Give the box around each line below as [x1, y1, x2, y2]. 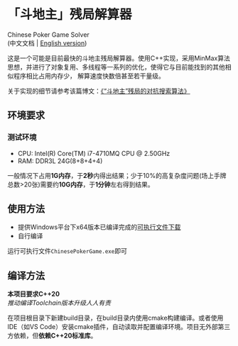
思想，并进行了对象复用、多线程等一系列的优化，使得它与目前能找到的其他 [7, 62, 225, 71]
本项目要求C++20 [7, 290, 60, 298]
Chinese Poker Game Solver [7, 30, 90, 39]
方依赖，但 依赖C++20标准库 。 [7, 331, 97, 340]
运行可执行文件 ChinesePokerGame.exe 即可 [7, 247, 128, 255]
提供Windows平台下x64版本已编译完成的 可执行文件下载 [17, 223, 181, 231]
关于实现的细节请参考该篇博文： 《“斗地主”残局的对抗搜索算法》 [7, 86, 190, 95]
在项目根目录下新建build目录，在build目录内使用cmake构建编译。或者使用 [7, 313, 224, 323]
